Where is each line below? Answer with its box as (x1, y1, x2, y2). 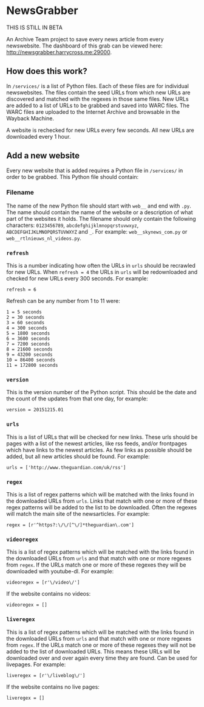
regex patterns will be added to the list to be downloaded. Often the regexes (6, 504, 197, 511)
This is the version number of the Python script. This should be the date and (6, 389, 197, 396)
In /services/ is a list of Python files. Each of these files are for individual (6, 82, 189, 89)
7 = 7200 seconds (6, 341, 50, 347)
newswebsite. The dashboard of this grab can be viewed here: (6, 42, 163, 49)
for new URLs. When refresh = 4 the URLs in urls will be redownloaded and (6, 268, 198, 276)
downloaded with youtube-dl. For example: (6, 568, 114, 575)
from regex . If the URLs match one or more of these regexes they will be (6, 561, 186, 569)
